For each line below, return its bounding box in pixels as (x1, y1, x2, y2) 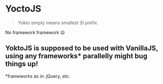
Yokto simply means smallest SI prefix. (17, 20, 99, 26)
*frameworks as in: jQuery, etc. (5, 73, 71, 79)
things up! (5, 60, 38, 68)
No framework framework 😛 (5, 29, 65, 35)
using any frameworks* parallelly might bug (5, 52, 148, 60)
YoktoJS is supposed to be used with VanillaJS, (5, 44, 158, 53)
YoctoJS (5, 3, 42, 15)
